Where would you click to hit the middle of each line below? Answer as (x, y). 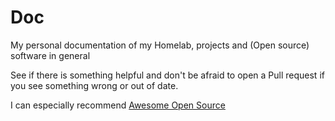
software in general (50, 55)
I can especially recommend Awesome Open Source (118, 105)
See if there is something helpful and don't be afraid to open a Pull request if (167, 75)
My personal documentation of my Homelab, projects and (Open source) (160, 45)
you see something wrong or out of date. (94, 85)
